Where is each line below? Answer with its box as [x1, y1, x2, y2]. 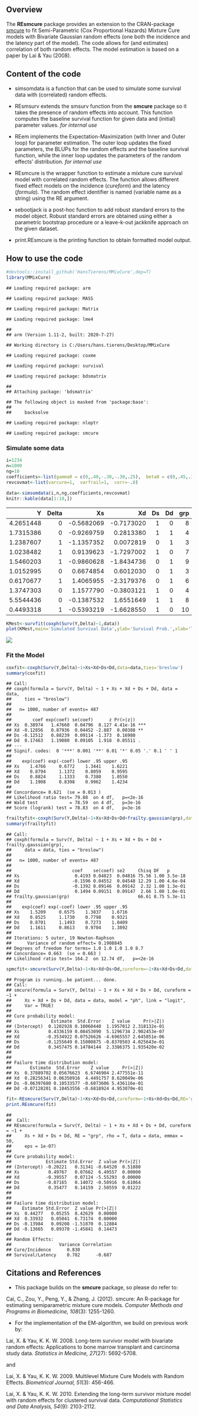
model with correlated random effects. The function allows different [14, 176, 179, 183]
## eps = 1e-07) [6, 1143, 57, 1149]
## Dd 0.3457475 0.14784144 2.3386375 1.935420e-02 [6, 1044, 165, 1050]
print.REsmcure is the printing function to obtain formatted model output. [14, 236, 192, 243]
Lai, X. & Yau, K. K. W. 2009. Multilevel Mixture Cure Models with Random [6, 1372, 184, 1379]
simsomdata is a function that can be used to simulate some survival [14, 85, 181, 92]
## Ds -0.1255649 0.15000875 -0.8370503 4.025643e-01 [6, 1039, 165, 1045]
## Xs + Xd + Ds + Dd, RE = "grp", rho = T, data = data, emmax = [6, 1133, 183, 1138]
